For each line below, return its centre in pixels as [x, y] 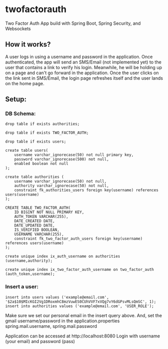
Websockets [18, 28]
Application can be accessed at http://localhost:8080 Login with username [82, 336]
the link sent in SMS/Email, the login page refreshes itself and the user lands [84, 78]
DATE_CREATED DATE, [35, 221]
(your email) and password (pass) [40, 341]
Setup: [16, 99]
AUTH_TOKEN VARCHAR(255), [41, 217]
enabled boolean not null [41, 164]
